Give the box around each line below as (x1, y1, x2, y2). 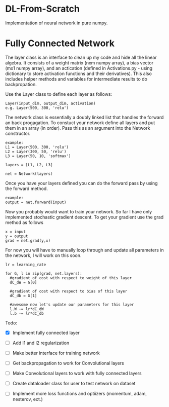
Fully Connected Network (5, 38, 115, 49)
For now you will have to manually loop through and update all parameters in (5, 247, 164, 253)
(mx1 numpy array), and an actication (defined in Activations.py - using (5, 65, 153, 71)
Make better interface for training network (12, 350, 100, 356)
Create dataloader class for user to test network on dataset (12, 381, 136, 387)
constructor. (5, 130, 31, 136)
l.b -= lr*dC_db (10, 311, 44, 316)
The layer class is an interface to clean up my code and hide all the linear (5, 54, 157, 60)
